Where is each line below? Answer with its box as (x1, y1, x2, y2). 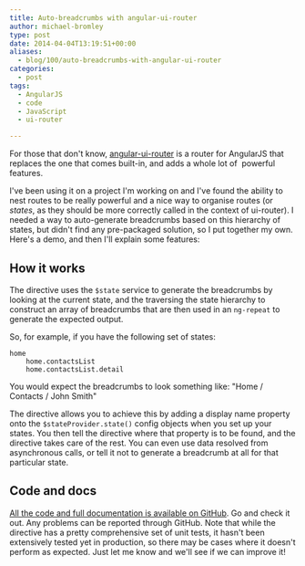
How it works (9, 260, 86, 276)
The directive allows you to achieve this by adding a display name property (9, 408, 290, 419)
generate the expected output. (9, 313, 124, 324)
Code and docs (9, 483, 97, 498)
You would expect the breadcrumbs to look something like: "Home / (9, 381, 264, 392)
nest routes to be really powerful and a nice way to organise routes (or (9, 195, 273, 206)
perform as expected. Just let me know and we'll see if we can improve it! (9, 546, 287, 557)
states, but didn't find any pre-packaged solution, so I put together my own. (9, 225, 293, 236)
